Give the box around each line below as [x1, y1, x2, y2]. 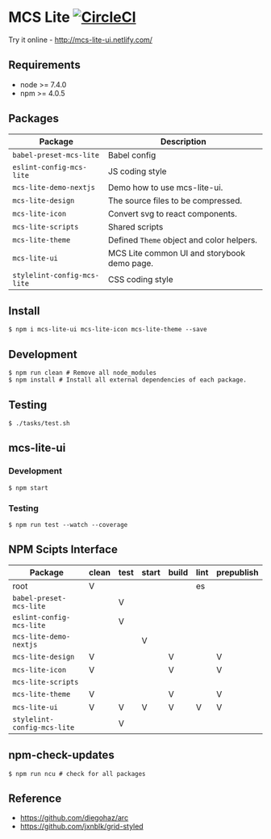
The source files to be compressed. [107, 195, 243, 206]
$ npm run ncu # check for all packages [8, 769, 147, 778]
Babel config [107, 150, 156, 161]
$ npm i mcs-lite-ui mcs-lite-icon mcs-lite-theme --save [8, 326, 207, 334]
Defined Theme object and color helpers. [107, 234, 258, 246]
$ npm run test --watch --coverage [8, 521, 128, 529]
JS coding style [107, 166, 167, 177]
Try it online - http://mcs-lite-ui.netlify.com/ [8, 35, 153, 44]
